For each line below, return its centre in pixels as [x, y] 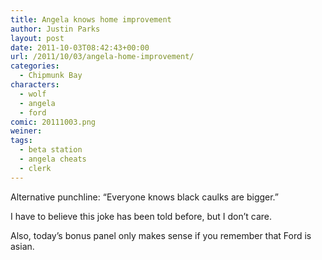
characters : [35, 85]
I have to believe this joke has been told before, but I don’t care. [141, 216]
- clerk [35, 168]
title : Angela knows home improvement [91, 19]
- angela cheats [53, 159]
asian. [22, 246]
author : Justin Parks [55, 29]
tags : [21, 141]
